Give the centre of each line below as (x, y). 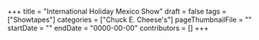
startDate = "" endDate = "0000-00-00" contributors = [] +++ (108, 28)
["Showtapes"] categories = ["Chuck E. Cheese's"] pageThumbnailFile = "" (129, 20)
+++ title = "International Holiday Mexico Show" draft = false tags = (117, 11)
